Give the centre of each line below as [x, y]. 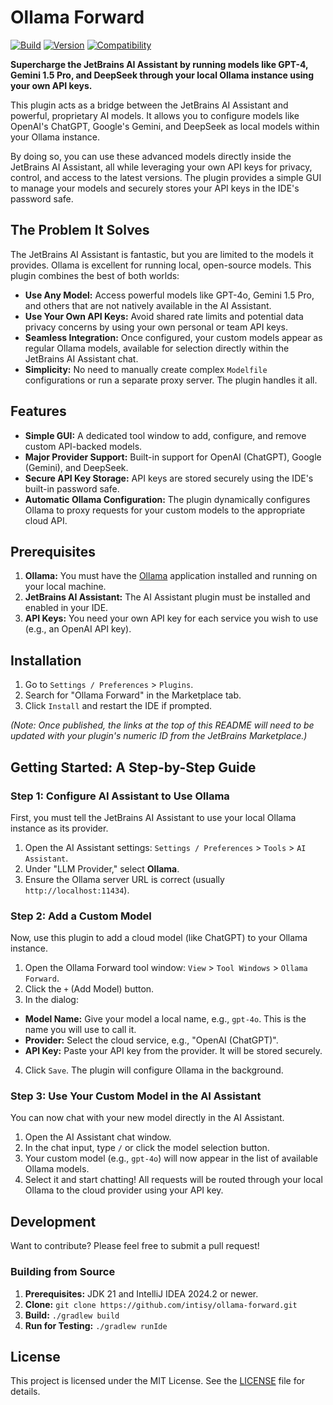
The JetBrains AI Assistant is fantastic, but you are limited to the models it [162, 254]
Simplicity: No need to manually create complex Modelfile [146, 369]
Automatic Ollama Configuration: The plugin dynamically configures [167, 499]
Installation [46, 660]
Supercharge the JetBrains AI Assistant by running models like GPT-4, [159, 64]
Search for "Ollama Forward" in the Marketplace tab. [133, 695]
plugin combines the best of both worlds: [95, 275]
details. [25, 1392]
